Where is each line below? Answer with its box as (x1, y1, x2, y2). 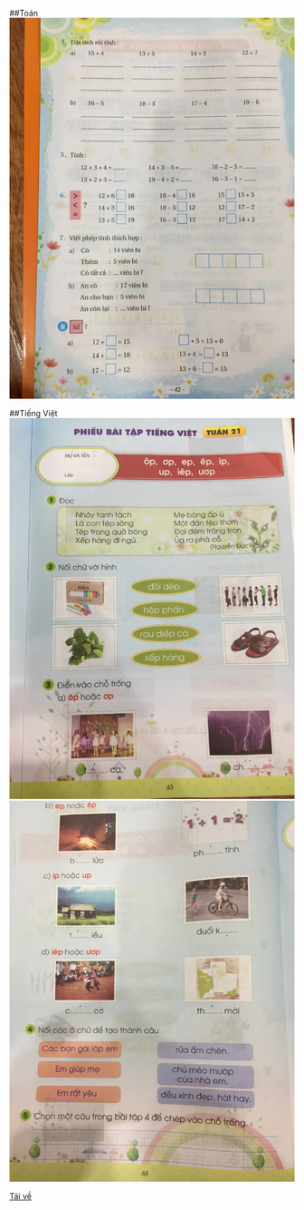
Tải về (9, 1191, 32, 1201)
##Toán (9, 8, 39, 18)
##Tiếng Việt (9, 408, 58, 418)
